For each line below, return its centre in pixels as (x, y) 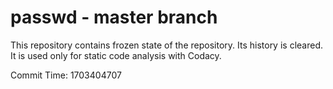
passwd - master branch (114, 17)
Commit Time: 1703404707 (66, 75)
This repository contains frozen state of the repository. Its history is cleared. (166, 45)
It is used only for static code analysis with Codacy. (116, 55)
